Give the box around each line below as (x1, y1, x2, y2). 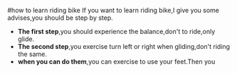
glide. (17, 35, 34, 43)
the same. (17, 50, 48, 58)
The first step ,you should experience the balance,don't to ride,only (17, 28, 216, 35)
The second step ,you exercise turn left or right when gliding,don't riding (17, 43, 230, 50)
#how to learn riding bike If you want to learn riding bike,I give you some (7, 6, 219, 14)
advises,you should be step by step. (7, 13, 114, 22)
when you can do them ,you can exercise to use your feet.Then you (17, 57, 216, 66)
